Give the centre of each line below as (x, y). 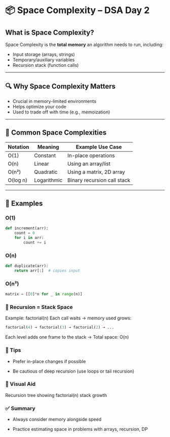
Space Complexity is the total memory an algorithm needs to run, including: (84, 45)
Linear (42, 164)
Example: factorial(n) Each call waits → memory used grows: (68, 318)
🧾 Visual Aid (20, 384)
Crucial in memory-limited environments (54, 101)
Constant (45, 155)
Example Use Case (99, 147)
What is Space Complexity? (50, 32)
